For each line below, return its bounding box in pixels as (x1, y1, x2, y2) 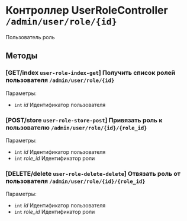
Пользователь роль (5, 33, 55, 40)
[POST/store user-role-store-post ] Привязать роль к (5, 116, 163, 124)
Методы (5, 51, 38, 61)
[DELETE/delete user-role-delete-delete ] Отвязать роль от (5, 169, 181, 178)
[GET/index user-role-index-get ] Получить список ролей (5, 69, 176, 77)
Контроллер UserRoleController (5, 4, 168, 17)
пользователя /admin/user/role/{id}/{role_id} (5, 176, 146, 185)
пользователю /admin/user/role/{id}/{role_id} (5, 123, 147, 131)
